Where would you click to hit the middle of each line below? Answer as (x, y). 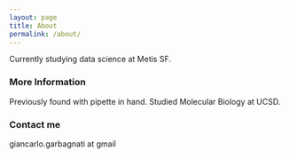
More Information (47, 83)
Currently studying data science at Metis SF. (90, 59)
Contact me (35, 124)
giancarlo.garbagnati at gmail (63, 144)
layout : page (33, 17)
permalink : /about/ (45, 34)
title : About (33, 26)
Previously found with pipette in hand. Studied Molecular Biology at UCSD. (145, 101)
